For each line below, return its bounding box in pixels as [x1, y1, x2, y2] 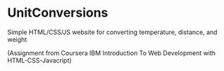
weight [7, 35, 27, 43]
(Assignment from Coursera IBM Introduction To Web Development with [7, 49, 216, 57]
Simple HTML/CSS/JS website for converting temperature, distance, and [7, 28, 218, 36]
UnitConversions [7, 5, 108, 21]
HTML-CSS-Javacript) [7, 56, 72, 64]
